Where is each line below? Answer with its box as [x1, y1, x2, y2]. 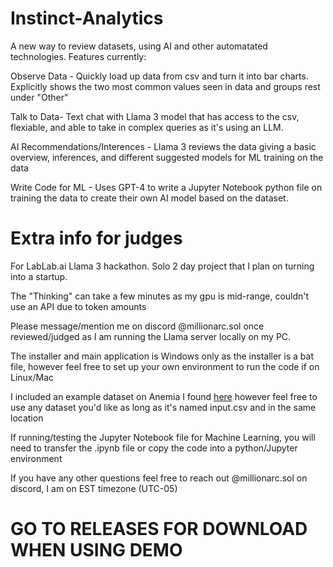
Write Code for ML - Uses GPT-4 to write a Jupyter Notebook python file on [10, 181, 323, 193]
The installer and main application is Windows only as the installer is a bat [10, 350, 314, 362]
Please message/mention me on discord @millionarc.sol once [10, 320, 265, 332]
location [10, 412, 44, 424]
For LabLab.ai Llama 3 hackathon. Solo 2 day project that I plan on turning [10, 260, 315, 272]
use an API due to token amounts [10, 300, 147, 312]
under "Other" [10, 91, 69, 103]
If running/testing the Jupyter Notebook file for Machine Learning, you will [10, 431, 316, 443]
